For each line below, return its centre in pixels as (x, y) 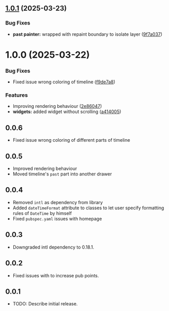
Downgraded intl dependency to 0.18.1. (54, 247)
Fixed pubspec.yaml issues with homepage (57, 218)
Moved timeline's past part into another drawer (62, 174)
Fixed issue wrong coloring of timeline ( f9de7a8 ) (64, 82)
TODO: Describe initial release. (45, 304)
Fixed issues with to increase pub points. (56, 275)
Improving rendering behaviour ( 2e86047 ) (57, 106)
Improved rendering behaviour (45, 169)
